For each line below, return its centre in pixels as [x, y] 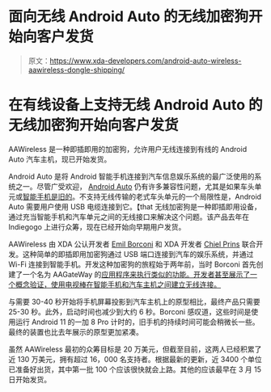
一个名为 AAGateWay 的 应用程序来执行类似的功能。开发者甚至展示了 [136, 274]
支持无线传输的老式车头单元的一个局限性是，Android [174, 196]
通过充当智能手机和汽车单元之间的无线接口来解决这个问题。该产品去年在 [129, 217]
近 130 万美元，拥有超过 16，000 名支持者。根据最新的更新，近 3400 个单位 [135, 359]
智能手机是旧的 [48, 196]
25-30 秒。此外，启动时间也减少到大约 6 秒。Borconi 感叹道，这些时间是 [130, 311]
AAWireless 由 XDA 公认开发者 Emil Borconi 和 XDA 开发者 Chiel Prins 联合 [132, 244]
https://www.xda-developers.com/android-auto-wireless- [146, 61]
